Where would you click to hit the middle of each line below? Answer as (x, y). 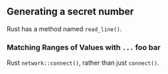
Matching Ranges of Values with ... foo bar (84, 47)
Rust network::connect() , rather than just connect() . (83, 63)
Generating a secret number (70, 12)
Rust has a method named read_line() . (64, 28)
